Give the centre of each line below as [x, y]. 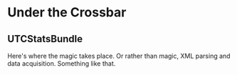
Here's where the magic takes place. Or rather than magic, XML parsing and [119, 56]
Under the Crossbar [67, 12]
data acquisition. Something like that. [62, 64]
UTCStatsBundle [45, 39]
